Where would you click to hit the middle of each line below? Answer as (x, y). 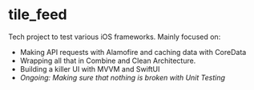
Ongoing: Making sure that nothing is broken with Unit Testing (123, 77)
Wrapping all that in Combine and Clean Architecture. (108, 61)
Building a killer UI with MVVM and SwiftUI (90, 68)
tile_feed (38, 15)
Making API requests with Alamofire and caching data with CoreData (133, 52)
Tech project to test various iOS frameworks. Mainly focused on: (115, 37)
